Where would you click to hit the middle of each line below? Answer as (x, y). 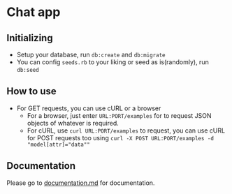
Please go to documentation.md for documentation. (81, 183)
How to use (31, 91)
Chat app (34, 12)
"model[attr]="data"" (58, 144)
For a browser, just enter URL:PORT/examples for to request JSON (119, 115)
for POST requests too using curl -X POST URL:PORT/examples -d (121, 137)
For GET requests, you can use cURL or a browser (89, 108)
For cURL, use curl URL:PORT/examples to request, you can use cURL (126, 130)
